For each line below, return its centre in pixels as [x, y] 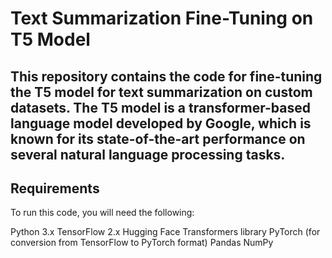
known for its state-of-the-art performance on [158, 138]
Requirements [55, 188]
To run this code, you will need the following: [102, 213]
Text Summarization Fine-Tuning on [162, 18]
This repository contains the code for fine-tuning [166, 76]
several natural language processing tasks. [148, 154]
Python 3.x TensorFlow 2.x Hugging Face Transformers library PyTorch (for [165, 232]
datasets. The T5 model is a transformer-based [160, 107]
